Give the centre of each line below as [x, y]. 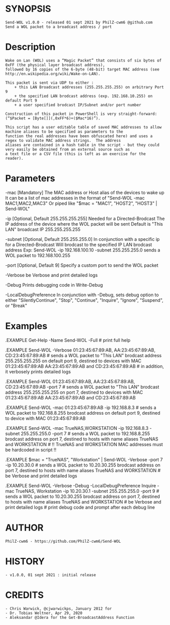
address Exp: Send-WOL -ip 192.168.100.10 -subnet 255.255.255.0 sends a [83, 250]
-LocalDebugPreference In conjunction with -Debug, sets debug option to [82, 295]
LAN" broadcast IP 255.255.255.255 [43, 229]
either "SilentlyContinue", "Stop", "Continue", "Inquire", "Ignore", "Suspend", [84, 300]
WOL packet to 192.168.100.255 [38, 255]
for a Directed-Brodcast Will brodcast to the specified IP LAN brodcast [79, 244]
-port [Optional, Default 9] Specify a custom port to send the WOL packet [82, 265]
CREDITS [25, 595]
